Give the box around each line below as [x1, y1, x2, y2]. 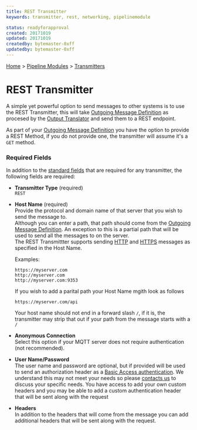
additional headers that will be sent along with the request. [14, 417, 157, 424]
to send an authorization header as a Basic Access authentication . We [14, 368, 184, 375]
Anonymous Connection [14, 332, 76, 339]
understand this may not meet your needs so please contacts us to [14, 375, 176, 382]
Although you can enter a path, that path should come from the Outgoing [14, 219, 191, 226]
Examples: [14, 256, 40, 263]
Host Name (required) [14, 201, 69, 208]
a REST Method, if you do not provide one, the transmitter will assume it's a [6, 133, 188, 140]
